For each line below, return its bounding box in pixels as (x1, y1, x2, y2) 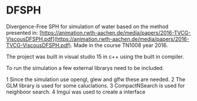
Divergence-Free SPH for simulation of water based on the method (6, 23, 169, 30)
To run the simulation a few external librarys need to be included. (6, 64, 164, 71)
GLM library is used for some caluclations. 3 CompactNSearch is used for (6, 82, 185, 89)
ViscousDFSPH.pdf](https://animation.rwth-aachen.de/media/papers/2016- (6, 35, 190, 42)
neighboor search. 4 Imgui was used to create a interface (6, 88, 146, 95)
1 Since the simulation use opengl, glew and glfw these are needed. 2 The (6, 76, 186, 83)
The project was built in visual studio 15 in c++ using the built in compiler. (6, 53, 185, 60)
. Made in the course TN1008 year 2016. (70, 42, 168, 49)
